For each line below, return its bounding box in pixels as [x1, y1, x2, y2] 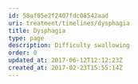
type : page [8, 34, 45, 42]
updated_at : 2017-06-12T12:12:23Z [8, 57, 124, 65]
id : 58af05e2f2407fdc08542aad [8, 11, 109, 20]
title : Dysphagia [8, 26, 66, 34]
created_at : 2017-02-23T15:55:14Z [8, 64, 124, 72]
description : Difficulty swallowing [8, 42, 130, 50]
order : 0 [8, 49, 37, 57]
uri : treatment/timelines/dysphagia [8, 19, 130, 27]
